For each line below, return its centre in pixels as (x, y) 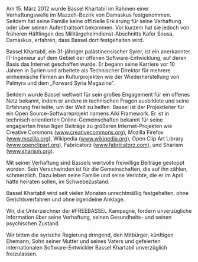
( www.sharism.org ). (30, 151)
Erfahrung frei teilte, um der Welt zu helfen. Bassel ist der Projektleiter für (95, 107)
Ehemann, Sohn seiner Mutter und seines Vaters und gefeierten (83, 241)
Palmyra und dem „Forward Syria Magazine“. (61, 83)
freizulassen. (22, 254)
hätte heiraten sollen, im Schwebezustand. (58, 181)
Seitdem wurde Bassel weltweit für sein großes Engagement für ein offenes (98, 95)
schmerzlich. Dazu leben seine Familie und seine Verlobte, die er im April (95, 175)
